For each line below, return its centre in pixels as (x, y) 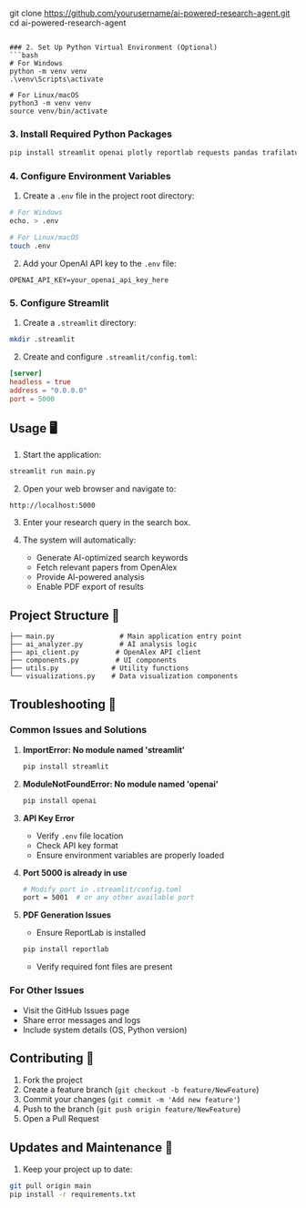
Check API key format (77, 845)
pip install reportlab (66, 949)
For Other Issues (47, 990)
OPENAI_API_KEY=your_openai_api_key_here (89, 280)
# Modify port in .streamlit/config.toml (102, 889)
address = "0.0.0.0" (49, 391)
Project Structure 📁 (65, 615)
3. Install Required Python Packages (91, 134)
